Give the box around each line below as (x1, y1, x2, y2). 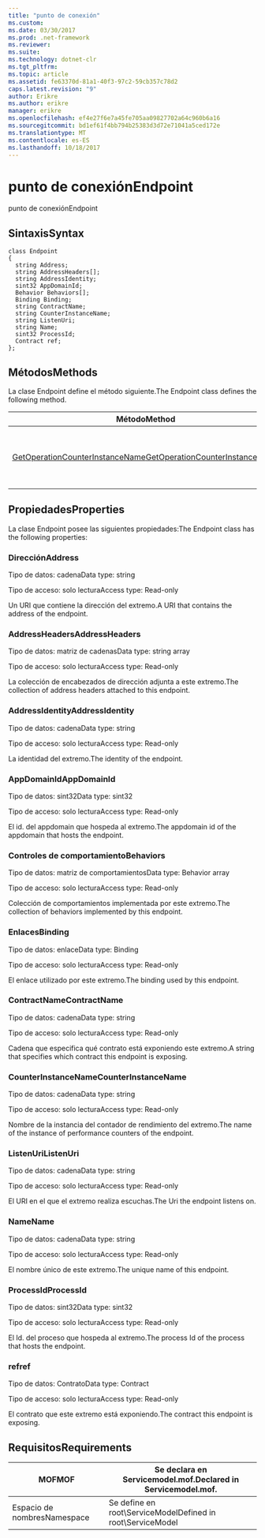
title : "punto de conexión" (8, 11, 101, 20)
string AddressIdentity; (15, 275, 97, 283)
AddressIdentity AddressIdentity (8, 705, 135, 717)
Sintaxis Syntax (8, 226, 84, 240)
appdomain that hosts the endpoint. (8, 830, 124, 840)
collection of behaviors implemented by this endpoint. (8, 907, 183, 916)
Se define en (108, 1497, 156, 1508)
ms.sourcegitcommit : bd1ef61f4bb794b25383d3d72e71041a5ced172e (8, 122, 221, 129)
